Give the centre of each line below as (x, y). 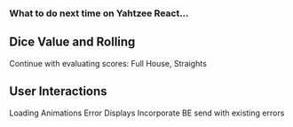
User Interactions (59, 91)
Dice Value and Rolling (72, 42)
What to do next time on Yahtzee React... (99, 13)
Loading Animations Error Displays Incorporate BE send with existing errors (147, 113)
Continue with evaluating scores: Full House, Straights (108, 63)
